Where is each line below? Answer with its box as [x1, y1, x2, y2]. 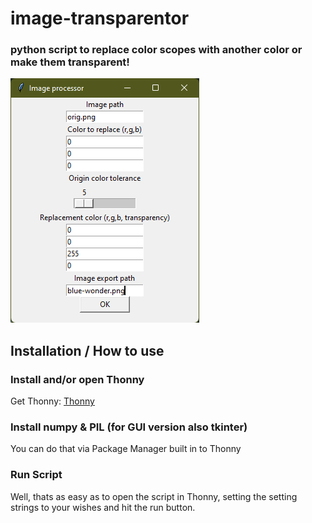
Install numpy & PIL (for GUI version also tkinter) [10, 420, 248, 434]
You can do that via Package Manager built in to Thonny [10, 443, 242, 455]
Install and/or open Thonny [10, 372, 145, 386]
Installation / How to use [10, 342, 165, 359]
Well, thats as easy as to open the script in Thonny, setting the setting [10, 490, 298, 502]
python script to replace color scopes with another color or [10, 43, 303, 57]
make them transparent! [10, 55, 130, 69]
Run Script [10, 468, 63, 482]
